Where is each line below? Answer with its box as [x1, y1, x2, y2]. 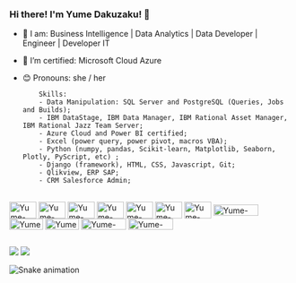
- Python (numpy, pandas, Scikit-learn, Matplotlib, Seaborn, [39, 145, 276, 154]
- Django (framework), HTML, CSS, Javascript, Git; [39, 160, 236, 169]
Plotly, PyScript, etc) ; [22, 152, 119, 162]
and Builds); [22, 106, 72, 115]
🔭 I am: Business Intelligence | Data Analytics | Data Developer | [22, 29, 258, 39]
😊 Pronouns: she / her [22, 73, 106, 83]
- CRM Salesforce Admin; [39, 176, 132, 185]
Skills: [39, 90, 67, 99]
